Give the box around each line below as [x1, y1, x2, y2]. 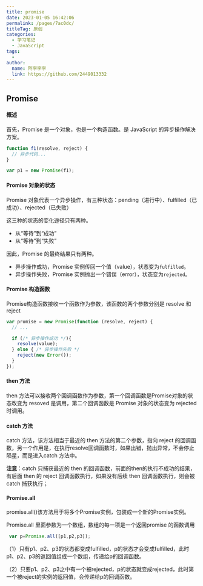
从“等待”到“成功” [15, 229, 57, 237]
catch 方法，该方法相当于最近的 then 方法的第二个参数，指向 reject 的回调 [6, 437, 191, 444]
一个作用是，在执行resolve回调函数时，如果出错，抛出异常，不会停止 [22, 444, 195, 452]
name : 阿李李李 [12, 65, 47, 72]
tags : [6, 49, 20, 55]
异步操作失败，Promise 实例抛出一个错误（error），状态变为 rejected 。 [15, 271, 191, 278]
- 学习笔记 [12, 37, 36, 43]
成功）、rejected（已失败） [6, 204, 72, 211]
